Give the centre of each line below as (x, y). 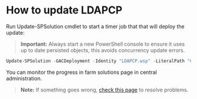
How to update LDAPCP (64, 10)
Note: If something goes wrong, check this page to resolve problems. (104, 90)
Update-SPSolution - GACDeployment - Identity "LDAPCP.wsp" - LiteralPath (95, 61)
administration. (24, 78)
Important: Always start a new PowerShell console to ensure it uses (103, 44)
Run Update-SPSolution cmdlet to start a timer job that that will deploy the (95, 26)
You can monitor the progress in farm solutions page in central (81, 72)
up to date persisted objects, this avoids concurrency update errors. (103, 50)
